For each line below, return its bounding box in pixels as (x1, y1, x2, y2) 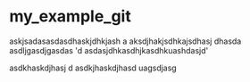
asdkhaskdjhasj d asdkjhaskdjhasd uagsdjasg (9, 62, 177, 73)
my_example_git (9, 6, 131, 27)
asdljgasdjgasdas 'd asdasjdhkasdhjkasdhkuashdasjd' (9, 45, 209, 55)
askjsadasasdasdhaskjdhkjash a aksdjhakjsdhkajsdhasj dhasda (9, 36, 242, 46)
